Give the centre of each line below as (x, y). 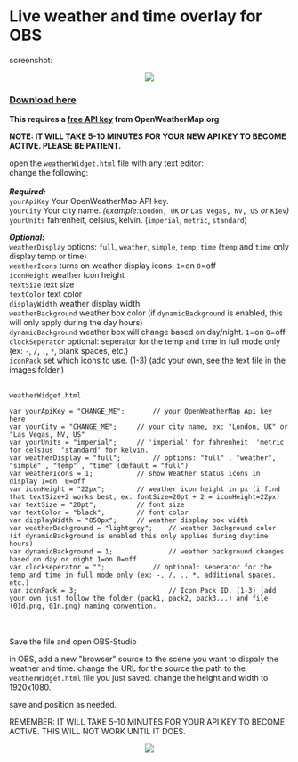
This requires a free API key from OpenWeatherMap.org (114, 119)
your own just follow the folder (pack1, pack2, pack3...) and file (139, 599)
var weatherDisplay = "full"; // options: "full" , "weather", (143, 458)
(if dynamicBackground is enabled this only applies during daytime (139, 537)
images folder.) (37, 370)
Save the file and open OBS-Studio (73, 642)
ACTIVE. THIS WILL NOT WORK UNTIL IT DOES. (97, 732)
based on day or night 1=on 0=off (73, 560)
